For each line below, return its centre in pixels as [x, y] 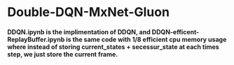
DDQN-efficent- [175, 31]
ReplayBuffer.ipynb [36, 39]
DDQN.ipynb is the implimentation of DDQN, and [79, 31]
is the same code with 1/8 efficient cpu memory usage [146, 39]
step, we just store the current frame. [63, 54]
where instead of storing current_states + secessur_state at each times [113, 47]
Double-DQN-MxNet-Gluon [89, 12]
